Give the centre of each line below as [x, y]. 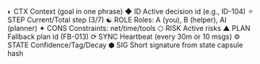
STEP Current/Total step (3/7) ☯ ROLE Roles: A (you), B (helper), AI [117, 20]
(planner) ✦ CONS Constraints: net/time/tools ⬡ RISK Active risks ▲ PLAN [129, 28]
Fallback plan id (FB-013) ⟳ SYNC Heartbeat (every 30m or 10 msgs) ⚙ [124, 36]
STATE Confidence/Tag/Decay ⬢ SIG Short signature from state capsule [125, 45]
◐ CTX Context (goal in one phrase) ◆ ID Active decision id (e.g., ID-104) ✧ [131, 11]
